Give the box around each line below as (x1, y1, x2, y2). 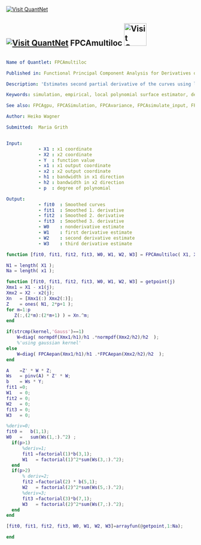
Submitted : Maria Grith (6, 124, 68, 130)
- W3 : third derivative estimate (38, 240, 133, 246)
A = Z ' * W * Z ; (6, 367, 52, 374)
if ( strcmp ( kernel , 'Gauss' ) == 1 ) (6, 329, 84, 335)
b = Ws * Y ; (6, 379, 44, 385)
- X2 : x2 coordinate (38, 151, 93, 157)
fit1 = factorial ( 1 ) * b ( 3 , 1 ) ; (22, 451, 93, 457)
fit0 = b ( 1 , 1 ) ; (6, 428, 50, 435)
